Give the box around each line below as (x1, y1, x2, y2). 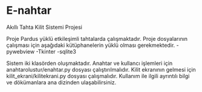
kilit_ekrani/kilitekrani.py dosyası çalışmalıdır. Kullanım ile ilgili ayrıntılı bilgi (6, 72, 190, 79)
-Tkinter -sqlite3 (36, 48, 77, 55)
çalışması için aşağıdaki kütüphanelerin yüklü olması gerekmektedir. (6, 41, 175, 49)
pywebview (6, 48, 35, 55)
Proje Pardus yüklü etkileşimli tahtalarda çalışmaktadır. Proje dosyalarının (6, 35, 188, 42)
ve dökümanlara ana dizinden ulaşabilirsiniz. (6, 79, 117, 86)
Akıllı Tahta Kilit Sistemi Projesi (6, 23, 83, 31)
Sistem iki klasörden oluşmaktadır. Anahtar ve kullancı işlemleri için (6, 60, 173, 67)
